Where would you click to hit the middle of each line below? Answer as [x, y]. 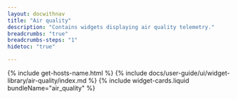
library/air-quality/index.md [47, 81]
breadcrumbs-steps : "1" [43, 40]
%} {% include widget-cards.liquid [139, 81]
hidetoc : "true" [31, 47]
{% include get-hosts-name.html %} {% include [77, 73]
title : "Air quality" [39, 21]
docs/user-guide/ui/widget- [189, 73]
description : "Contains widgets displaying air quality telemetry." [111, 27]
